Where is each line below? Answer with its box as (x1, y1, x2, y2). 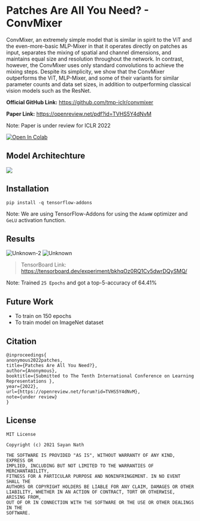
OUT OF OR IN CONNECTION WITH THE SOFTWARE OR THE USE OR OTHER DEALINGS (6, 499, 195, 505)
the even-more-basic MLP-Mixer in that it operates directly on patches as (6, 43, 187, 50)
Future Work (6, 296, 54, 307)
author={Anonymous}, (6, 368, 58, 374)
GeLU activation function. (6, 216, 66, 223)
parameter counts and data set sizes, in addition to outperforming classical (6, 80, 191, 87)
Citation (6, 336, 37, 346)
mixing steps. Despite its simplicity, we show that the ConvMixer (6, 68, 165, 75)
